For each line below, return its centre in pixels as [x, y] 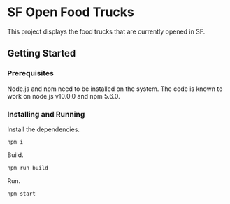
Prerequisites [30, 73]
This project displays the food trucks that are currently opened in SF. [106, 31]
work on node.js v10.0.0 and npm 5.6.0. [64, 96]
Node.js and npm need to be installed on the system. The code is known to [115, 89]
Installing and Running [46, 114]
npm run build [28, 168]
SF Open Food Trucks [71, 12]
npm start [22, 194]
